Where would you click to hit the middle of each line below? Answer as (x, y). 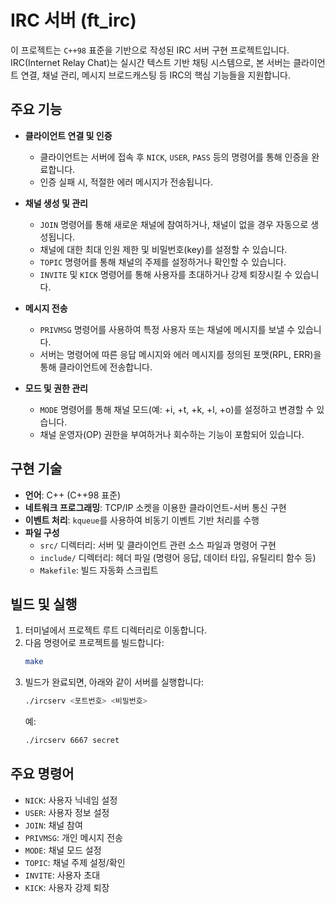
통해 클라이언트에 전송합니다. (96, 367)
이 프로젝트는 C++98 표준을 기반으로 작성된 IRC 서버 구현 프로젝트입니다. (150, 50)
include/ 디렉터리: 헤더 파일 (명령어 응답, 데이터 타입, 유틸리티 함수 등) (178, 557)
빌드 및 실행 (44, 604)
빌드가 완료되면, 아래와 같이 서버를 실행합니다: (114, 682)
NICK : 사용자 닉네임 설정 (71, 800)
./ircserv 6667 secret (72, 741)
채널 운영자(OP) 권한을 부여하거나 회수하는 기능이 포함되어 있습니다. (172, 434)
